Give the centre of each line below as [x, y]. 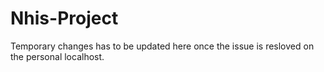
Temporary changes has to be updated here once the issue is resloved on [162, 46]
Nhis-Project [64, 18]
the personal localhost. [57, 56]
